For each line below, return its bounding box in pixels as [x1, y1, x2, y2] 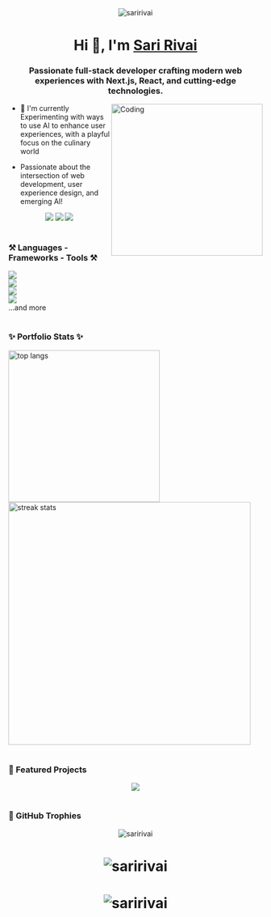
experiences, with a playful [19, 129, 110, 139]
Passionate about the [19, 162, 91, 172]
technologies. [107, 85, 164, 96]
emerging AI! [19, 197, 63, 206]
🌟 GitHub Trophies [8, 810, 82, 821]
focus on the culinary [19, 138, 91, 148]
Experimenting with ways [19, 113, 104, 122]
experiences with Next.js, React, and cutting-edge [35, 75, 236, 87]
